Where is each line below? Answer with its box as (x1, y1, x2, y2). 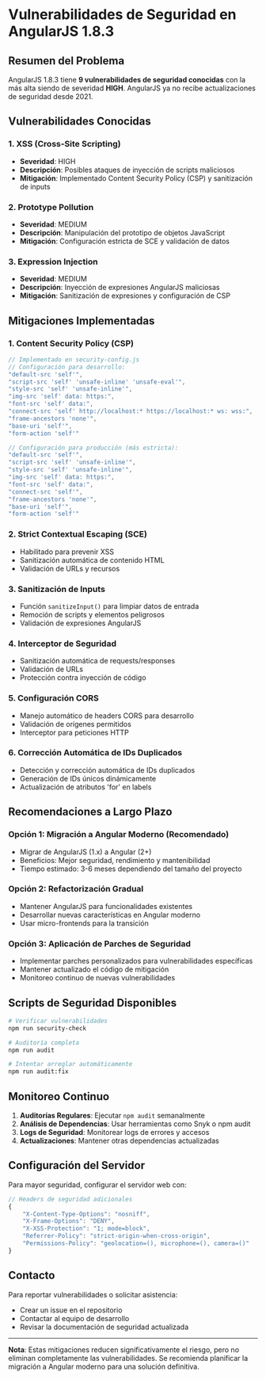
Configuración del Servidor (8, 1159, 145, 1172)
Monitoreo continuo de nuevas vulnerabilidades (19, 973, 176, 983)
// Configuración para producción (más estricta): (8, 444, 179, 452)
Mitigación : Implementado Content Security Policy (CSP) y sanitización (19, 173, 253, 183)
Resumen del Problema (8, 54, 125, 67)
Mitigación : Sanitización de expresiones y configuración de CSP (19, 291, 231, 300)
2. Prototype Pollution (8, 201, 94, 212)
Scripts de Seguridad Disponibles (8, 996, 177, 1010)
